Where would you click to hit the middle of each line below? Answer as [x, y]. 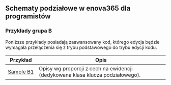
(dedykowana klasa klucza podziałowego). [90, 75]
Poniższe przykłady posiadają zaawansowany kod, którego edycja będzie [82, 42]
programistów [28, 17]
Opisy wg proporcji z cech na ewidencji [86, 68]
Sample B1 [21, 72]
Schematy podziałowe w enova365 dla [68, 8]
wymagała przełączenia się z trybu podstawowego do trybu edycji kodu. [81, 47]
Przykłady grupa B [28, 31]
